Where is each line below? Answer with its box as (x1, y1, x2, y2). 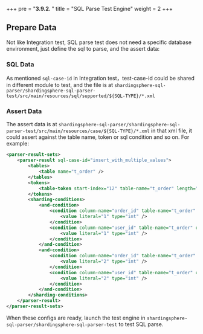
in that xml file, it (150, 127, 192, 135)
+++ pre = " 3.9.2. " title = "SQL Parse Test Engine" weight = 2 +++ (6, 5, 173, 12)
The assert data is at (6, 121, 57, 128)
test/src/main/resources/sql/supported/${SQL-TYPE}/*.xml (6, 93, 155, 99)
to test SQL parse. (118, 320, 164, 328)
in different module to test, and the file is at (6, 82, 114, 89)
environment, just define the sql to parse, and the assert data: (6, 45, 160, 52)
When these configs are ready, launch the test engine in (6, 314, 146, 321)
